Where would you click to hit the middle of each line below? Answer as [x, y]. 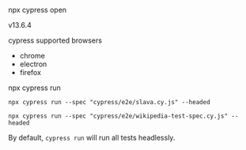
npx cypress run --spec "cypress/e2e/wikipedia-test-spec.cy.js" [118, 116]
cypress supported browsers [55, 40]
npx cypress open [38, 10]
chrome [32, 56]
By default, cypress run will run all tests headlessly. [92, 137]
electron [33, 64]
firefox [30, 72]
